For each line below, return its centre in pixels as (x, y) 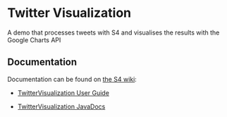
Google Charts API (34, 39)
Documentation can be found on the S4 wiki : (72, 79)
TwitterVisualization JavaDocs (61, 106)
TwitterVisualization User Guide (63, 92)
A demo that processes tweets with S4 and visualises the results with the (114, 32)
